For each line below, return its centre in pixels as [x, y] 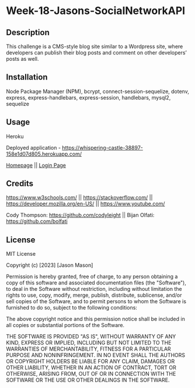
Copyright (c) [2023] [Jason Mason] [50, 265]
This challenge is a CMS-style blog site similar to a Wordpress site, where [95, 46]
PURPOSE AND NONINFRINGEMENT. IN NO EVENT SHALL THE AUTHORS [96, 355]
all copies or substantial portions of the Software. [65, 325]
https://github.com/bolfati [37, 221]
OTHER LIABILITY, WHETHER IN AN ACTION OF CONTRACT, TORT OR [91, 368]
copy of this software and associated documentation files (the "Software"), [96, 283]
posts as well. [22, 59]
